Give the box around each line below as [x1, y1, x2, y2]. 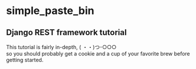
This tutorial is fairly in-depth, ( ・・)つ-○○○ [6, 44, 117, 50]
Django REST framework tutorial [6, 27, 127, 37]
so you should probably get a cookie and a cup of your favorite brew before [6, 50, 190, 57]
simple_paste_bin [6, 4, 94, 18]
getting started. [6, 57, 44, 63]
